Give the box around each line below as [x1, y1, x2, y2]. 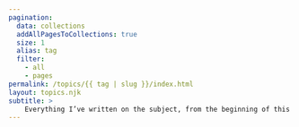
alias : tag [16, 47, 57, 55]
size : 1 [16, 38, 46, 47]
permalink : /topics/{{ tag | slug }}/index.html [8, 80, 194, 89]
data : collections [16, 21, 86, 30]
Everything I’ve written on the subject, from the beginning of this [24, 105, 291, 114]
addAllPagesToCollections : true [16, 30, 138, 38]
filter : [16, 55, 46, 63]
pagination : [8, 13, 53, 22]
